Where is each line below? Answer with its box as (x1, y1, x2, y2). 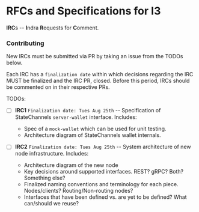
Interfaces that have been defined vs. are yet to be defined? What (23, 193, 188, 201)
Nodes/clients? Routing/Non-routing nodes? (23, 187, 133, 195)
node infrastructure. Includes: (14, 150, 89, 157)
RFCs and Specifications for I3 (6, 4, 161, 18)
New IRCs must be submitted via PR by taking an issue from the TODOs (6, 53, 183, 60)
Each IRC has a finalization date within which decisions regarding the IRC (6, 71, 194, 78)
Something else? (23, 174, 66, 181)
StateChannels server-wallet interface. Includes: (14, 114, 137, 121)
